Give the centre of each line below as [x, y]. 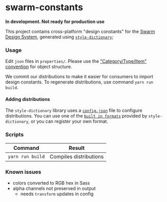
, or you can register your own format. [68, 121]
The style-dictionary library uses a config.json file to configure [74, 110]
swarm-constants [44, 7]
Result [77, 148]
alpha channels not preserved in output [54, 189]
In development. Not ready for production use [55, 21]
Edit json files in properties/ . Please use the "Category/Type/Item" [76, 61]
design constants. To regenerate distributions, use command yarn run [79, 82]
